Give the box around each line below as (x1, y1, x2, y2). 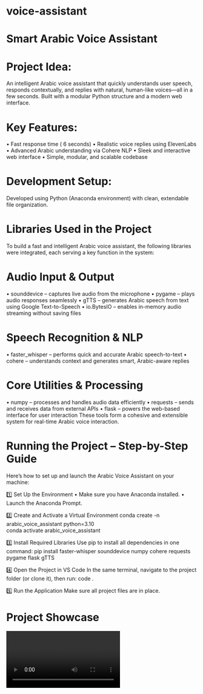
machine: (6, 478, 30, 486)
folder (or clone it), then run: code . (6, 574, 94, 582)
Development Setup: (6, 175, 112, 189)
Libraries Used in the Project (6, 223, 152, 236)
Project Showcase (6, 611, 99, 624)
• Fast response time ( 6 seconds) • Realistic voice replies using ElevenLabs (6, 141, 197, 148)
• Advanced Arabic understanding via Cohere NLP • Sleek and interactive (6, 147, 191, 154)
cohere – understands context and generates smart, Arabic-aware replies (6, 357, 190, 365)
